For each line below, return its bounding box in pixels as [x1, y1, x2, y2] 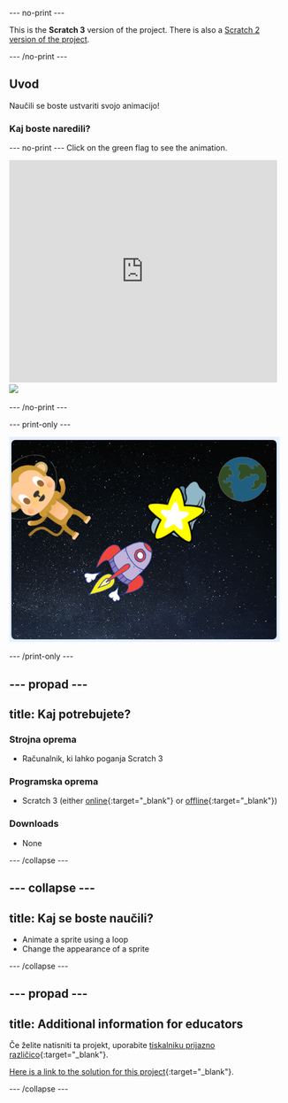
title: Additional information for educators [9, 1016, 244, 1031]
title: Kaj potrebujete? [9, 706, 131, 721]
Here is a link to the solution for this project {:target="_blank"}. [9, 1067, 234, 1077]
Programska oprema [9, 775, 99, 788]
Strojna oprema [9, 733, 77, 745]
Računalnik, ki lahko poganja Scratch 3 [21, 753, 163, 764]
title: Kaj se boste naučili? [9, 911, 154, 926]
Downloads [9, 818, 59, 830]
